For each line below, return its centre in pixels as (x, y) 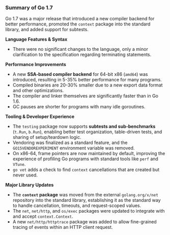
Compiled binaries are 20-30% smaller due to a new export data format (88, 85)
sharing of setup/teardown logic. (47, 137)
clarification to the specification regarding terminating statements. (82, 54)
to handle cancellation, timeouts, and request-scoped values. (77, 205)
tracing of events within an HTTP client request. (63, 227)
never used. (25, 175)
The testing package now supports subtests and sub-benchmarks (84, 127)
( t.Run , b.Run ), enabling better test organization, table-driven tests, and (87, 132)
